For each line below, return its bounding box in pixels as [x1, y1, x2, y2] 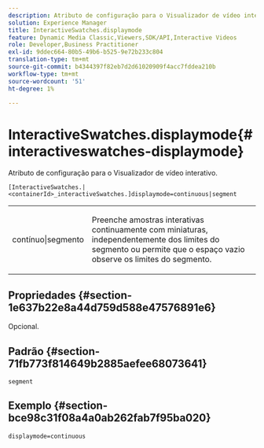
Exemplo [8, 399, 52, 413]
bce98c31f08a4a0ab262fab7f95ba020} [8, 411, 211, 425]
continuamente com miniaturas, [91, 224, 208, 235]
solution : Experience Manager [8, 19, 108, 27]
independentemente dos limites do [91, 234, 220, 245]
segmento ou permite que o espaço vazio [91, 244, 245, 255]
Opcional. [8, 322, 39, 331]
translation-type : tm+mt [8, 56, 90, 64]
